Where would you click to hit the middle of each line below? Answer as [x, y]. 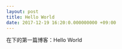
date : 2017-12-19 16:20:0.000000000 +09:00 [61, 22]
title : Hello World [30, 17]
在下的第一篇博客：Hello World [44, 40]
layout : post [22, 12]
